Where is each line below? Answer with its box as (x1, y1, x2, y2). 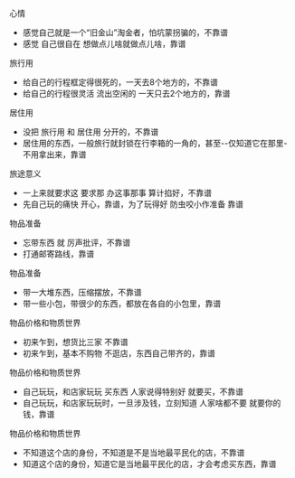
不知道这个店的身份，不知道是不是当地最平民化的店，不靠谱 (22, 447, 245, 458)
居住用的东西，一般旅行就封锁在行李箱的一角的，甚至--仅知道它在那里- (22, 138, 288, 148)
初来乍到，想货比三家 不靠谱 (22, 337, 128, 347)
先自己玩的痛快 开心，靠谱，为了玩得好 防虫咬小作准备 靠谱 (22, 199, 244, 210)
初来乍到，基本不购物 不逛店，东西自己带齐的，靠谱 (22, 348, 215, 359)
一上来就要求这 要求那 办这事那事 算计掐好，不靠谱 (22, 188, 213, 198)
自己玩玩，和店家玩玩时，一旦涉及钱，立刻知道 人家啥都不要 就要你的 (22, 398, 281, 408)
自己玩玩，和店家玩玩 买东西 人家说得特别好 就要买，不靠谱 (22, 387, 244, 397)
